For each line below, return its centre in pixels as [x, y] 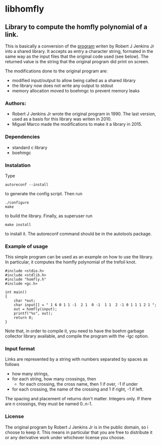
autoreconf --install [27, 185]
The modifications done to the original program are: [56, 71]
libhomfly [25, 9]
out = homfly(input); [35, 309]
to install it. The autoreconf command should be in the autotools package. [79, 234]
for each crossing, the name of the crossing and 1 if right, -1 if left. [78, 389]
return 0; [24, 318]
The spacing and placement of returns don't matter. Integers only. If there [78, 399]
